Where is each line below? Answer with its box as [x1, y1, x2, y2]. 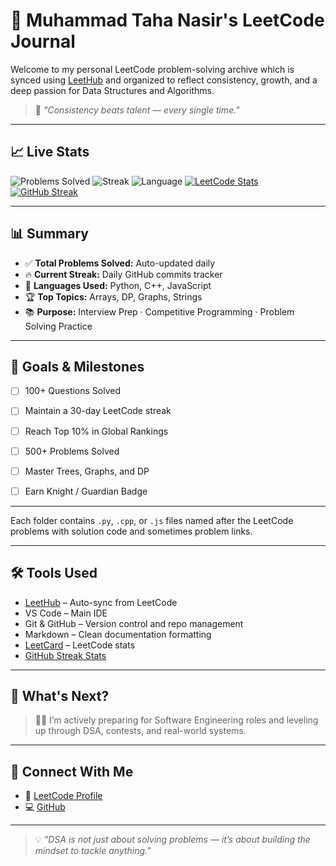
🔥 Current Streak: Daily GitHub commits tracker [24, 268, 223, 280]
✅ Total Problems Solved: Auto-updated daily [24, 257, 216, 269]
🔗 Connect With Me [10, 763, 134, 780]
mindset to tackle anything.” [34, 845, 152, 857]
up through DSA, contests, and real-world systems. [34, 725, 247, 737]
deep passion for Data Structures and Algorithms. [10, 84, 215, 96]
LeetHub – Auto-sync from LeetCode [24, 596, 178, 608]
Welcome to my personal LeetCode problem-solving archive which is [10, 63, 295, 75]
